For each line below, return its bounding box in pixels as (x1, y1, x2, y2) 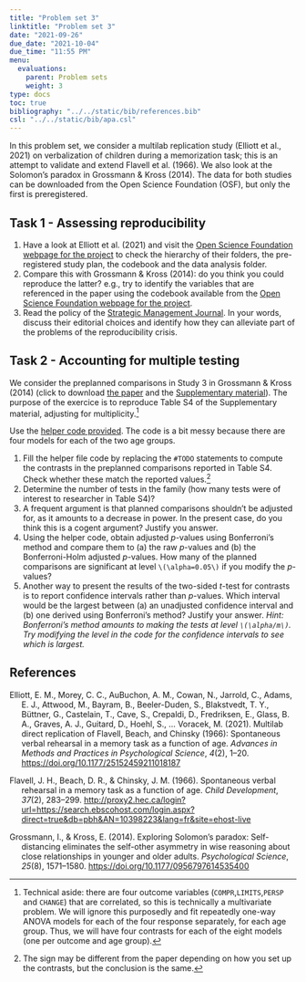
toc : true (9, 98, 47, 108)
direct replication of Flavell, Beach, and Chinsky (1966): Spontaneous (21, 727, 280, 739)
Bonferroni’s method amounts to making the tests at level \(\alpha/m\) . (22, 620, 291, 631)
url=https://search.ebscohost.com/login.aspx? (21, 804, 196, 815)
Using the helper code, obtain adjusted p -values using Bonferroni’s (22, 532, 275, 543)
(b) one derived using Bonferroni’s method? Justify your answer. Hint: (22, 610, 284, 621)
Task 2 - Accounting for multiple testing (9, 353, 240, 369)
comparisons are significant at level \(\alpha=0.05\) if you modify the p (22, 561, 293, 572)
